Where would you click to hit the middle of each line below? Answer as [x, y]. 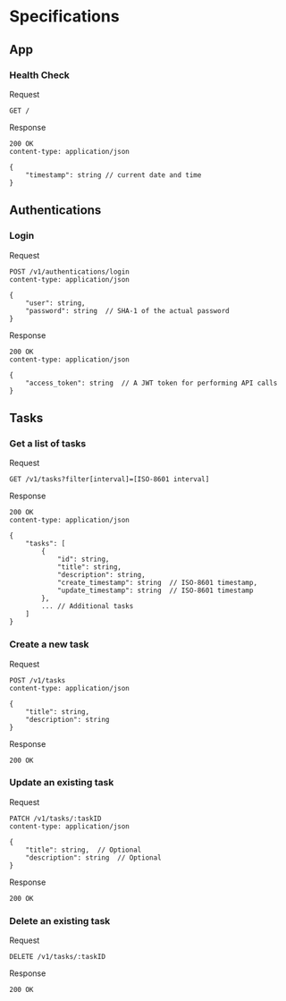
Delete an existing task [60, 920]
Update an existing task [62, 783]
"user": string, [56, 303]
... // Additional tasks [88, 607]
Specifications [64, 17]
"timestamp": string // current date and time [114, 175]
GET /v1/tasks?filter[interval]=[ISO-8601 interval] [109, 479]
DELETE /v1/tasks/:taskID [57, 957]
